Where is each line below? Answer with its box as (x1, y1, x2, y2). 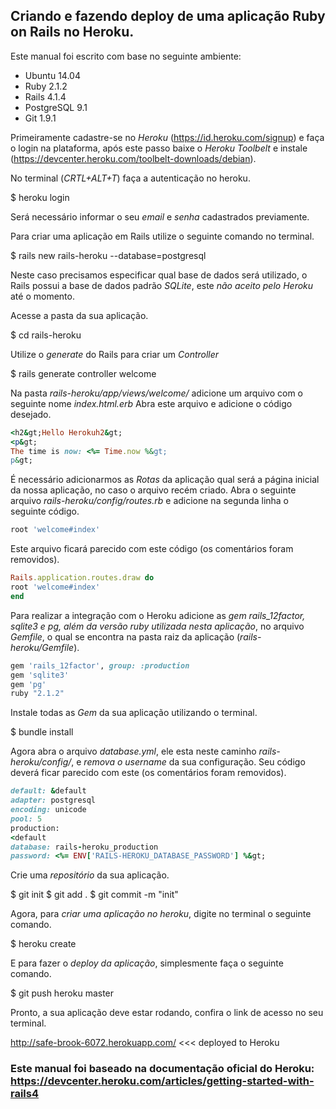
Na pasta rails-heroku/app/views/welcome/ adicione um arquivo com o (10, 387, 303, 399)
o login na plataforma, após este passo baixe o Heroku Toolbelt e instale (10, 142, 308, 154)
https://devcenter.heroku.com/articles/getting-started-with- (10, 1074, 315, 1088)
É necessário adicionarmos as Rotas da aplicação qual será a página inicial (10, 474, 320, 486)
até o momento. (10, 290, 75, 302)
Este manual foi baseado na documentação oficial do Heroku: (10, 1062, 315, 1076)
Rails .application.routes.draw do (10, 573, 155, 583)
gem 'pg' (10, 679, 47, 689)
